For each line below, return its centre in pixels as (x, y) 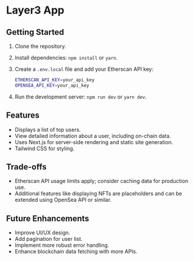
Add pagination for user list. (48, 239)
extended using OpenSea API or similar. (63, 200)
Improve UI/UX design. (42, 233)
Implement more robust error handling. (62, 245)
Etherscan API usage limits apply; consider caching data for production (101, 181)
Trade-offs (26, 167)
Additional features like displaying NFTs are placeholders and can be (98, 194)
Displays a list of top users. (48, 129)
